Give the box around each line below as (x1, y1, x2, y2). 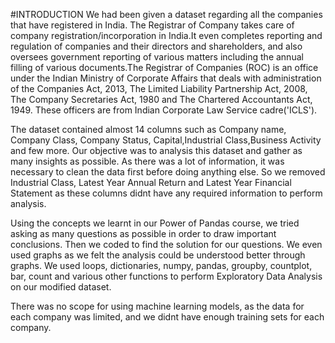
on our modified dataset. (10, 281, 112, 293)
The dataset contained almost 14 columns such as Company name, (10, 124, 287, 135)
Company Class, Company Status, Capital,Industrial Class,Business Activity (10, 134, 322, 146)
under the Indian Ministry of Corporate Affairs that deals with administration (10, 72, 322, 84)
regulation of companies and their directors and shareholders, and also (10, 40, 303, 52)
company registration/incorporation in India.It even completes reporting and (10, 30, 323, 41)
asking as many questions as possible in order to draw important (10, 228, 277, 239)
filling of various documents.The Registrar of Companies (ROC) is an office (10, 62, 319, 73)
